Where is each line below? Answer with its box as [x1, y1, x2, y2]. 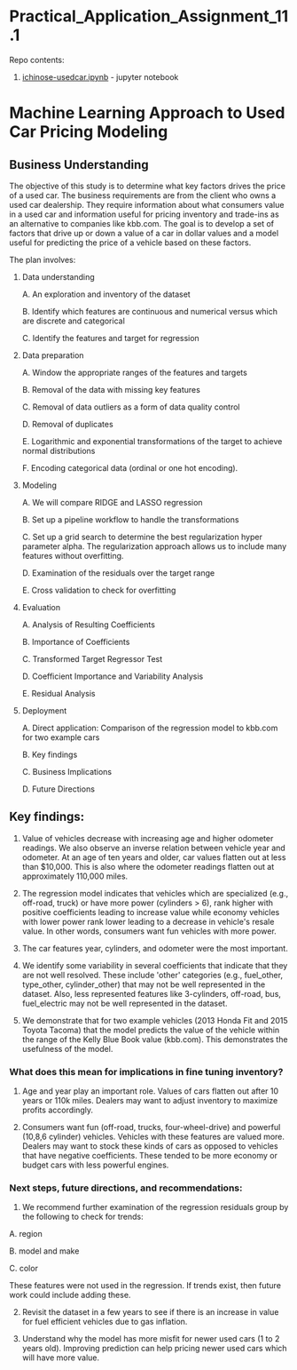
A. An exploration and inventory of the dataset [21, 289, 191, 299]
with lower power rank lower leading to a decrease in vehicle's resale [21, 916, 275, 927]
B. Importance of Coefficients [21, 636, 130, 647]
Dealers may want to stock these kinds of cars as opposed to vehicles [21, 1141, 278, 1151]
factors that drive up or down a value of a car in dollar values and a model [9, 227, 279, 238]
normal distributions [21, 445, 96, 456]
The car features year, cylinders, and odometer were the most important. [21, 943, 288, 953]
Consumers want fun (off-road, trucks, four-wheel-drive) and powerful [21, 1122, 281, 1133]
